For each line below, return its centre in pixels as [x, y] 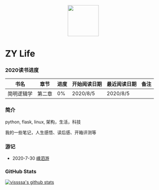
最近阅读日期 [122, 84]
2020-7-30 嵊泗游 [31, 158]
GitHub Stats [21, 171]
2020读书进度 [22, 70]
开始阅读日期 [87, 84]
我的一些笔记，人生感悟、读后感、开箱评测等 [51, 132]
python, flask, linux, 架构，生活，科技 [43, 122]
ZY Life [20, 54]
